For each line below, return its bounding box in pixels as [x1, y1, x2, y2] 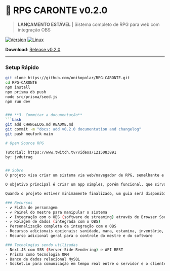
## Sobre [5, 168, 24, 173]
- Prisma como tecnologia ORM [5, 252, 69, 257]
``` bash [5, 117, 22, 122]
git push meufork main [5, 131, 53, 137]
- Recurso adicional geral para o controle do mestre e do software [5, 233, 153, 239]
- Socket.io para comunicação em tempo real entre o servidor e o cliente [5, 261, 166, 266]
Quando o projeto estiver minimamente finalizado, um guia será [5, 191, 144, 196]
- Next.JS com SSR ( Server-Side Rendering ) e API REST [5, 247, 123, 252]
